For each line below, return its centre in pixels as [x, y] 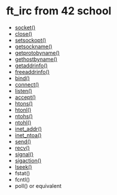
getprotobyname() [37, 52]
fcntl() [22, 179]
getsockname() [33, 47]
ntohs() [24, 116]
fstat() [22, 173]
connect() [27, 84]
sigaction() [28, 160]
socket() [25, 27]
